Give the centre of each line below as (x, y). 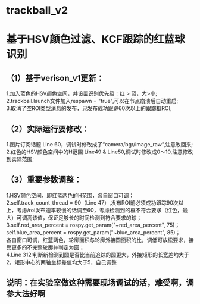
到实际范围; (20, 159)
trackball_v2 (37, 10)
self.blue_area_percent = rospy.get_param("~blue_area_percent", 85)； (93, 232)
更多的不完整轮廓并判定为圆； (48, 247)
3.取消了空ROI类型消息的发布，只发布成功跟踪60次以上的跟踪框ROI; (89, 108)
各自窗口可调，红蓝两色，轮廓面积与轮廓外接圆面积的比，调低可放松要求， (97, 240)
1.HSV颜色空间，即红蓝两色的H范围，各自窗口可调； (70, 195)
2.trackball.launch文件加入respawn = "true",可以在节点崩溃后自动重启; (92, 101)
